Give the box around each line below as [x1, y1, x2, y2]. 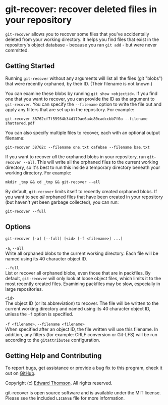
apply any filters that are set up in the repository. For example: [5, 106, 135, 112]
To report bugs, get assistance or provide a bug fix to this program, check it [5, 365, 162, 371]
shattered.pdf [5, 120, 35, 126]
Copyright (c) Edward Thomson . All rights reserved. [5, 380, 113, 386]
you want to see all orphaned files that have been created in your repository [5, 194, 163, 200]
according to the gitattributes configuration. [5, 337, 100, 343]
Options [5, 222, 31, 231]
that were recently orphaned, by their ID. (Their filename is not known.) [5, 80, 153, 86]
